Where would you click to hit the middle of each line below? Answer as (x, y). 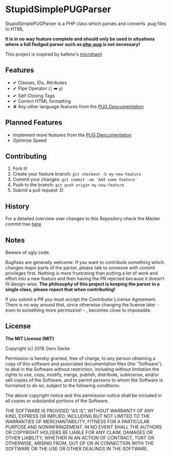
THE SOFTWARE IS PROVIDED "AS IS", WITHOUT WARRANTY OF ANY (80, 411)
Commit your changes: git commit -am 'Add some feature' (75, 179)
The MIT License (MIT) (30, 339)
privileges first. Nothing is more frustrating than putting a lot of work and (82, 273)
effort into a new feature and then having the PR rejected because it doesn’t (85, 279)
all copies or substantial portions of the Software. (57, 401)
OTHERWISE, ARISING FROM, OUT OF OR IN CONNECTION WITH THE (80, 443)
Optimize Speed (30, 140)
